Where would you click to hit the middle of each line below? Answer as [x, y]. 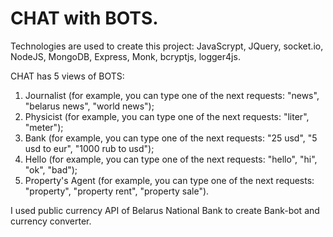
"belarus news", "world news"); [89, 106]
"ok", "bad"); [51, 169]
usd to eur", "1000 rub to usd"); [89, 148]
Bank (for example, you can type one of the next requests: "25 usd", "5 [171, 138]
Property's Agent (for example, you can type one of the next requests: [169, 180]
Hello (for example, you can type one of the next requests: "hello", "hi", [171, 159]
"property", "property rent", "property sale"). [117, 191]
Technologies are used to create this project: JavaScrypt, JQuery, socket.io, [167, 46]
